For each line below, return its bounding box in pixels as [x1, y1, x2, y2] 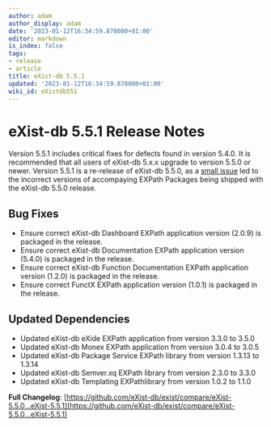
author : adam [8, 11, 53, 20]
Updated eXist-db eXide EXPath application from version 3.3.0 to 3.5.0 [19, 333, 255, 343]
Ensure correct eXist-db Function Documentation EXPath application [19, 263, 249, 272]
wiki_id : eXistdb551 [8, 87, 78, 96]
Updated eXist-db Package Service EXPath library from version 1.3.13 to [19, 350, 260, 361]
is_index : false [8, 42, 63, 50]
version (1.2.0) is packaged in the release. [19, 271, 160, 281]
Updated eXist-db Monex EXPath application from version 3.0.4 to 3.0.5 [19, 342, 260, 352]
